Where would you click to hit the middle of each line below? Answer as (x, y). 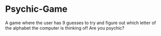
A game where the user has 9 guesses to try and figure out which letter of (80, 23)
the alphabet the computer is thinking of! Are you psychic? (65, 28)
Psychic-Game (36, 9)
